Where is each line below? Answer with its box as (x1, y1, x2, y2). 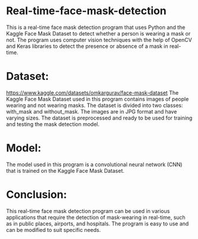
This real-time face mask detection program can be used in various (6, 207, 170, 214)
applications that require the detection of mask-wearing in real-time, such (6, 214, 186, 221)
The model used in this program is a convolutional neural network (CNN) (6, 161, 183, 168)
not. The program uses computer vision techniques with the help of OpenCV (6, 36, 192, 43)
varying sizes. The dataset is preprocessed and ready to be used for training (6, 114, 193, 121)
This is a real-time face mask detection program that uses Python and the (6, 24, 186, 31)
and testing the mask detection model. (6, 120, 100, 128)
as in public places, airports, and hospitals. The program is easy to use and (6, 220, 189, 227)
